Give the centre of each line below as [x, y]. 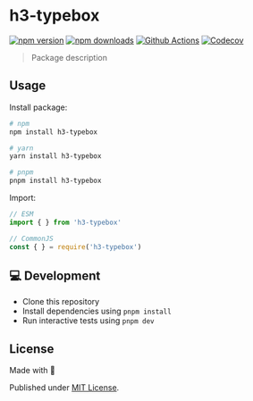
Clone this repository [61, 302]
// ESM [21, 214]
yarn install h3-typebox [55, 156]
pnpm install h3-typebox [55, 181]
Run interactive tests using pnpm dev [88, 321]
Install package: [38, 107]
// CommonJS [31, 238]
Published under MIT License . [64, 388]
